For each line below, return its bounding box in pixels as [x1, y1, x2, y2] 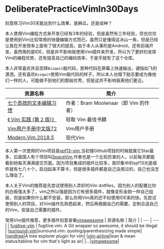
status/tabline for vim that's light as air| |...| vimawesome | [5, 238, 120, 244]
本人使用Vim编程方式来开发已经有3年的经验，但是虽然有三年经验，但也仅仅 [5, 30, 157, 36]
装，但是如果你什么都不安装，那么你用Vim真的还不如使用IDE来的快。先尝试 [5, 194, 157, 200]
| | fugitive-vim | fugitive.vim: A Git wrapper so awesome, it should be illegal [5, 223, 158, 229]
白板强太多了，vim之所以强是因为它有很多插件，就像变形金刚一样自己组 [9, 189, 154, 194]
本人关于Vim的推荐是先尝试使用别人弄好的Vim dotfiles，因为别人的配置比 [5, 182, 152, 188]
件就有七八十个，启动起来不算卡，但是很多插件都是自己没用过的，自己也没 [5, 166, 155, 172]
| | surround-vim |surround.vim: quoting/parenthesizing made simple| [5, 228, 143, 233]
